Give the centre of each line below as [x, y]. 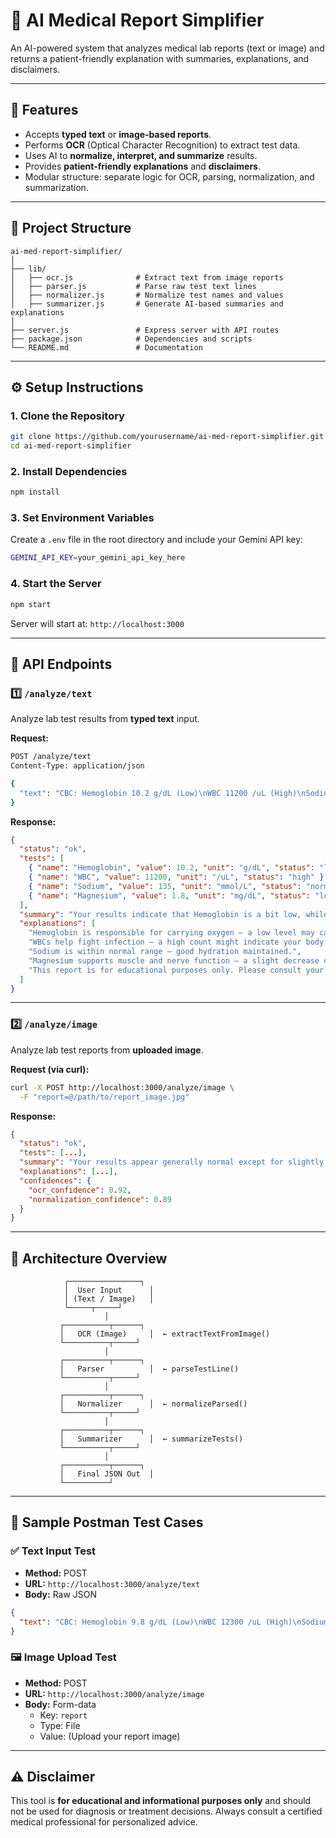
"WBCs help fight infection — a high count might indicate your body [176, 942]
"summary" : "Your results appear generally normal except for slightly [172, 1162]
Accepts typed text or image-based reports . [118, 134]
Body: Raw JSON [61, 1594]
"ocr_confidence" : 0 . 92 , [80, 1190]
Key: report [63, 1715]
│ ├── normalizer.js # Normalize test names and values [147, 295]
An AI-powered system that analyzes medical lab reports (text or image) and [167, 48]
